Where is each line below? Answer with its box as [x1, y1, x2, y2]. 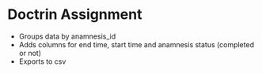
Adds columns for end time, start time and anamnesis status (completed [18, 39, 255, 49]
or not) [18, 48, 41, 57]
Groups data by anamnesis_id [18, 31, 116, 41]
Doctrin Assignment [7, 6, 142, 24]
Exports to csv [18, 57, 66, 66]
